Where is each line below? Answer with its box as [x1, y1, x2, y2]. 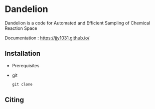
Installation [5, 49, 41, 58]
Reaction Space [5, 25, 38, 31]
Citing [5, 96, 24, 104]
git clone [12, 82, 33, 87]
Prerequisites [12, 62, 40, 68]
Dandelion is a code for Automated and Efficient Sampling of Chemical [5, 20, 150, 26]
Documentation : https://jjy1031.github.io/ [5, 35, 90, 41]
